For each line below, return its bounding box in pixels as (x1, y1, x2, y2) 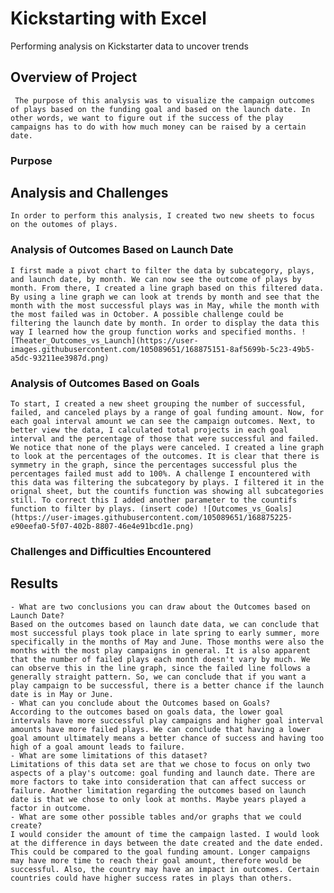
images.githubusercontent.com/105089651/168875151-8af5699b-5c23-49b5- (10, 344, 315, 354)
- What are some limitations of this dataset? (10, 750, 208, 761)
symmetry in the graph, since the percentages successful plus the (10, 460, 298, 471)
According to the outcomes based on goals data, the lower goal (10, 707, 284, 717)
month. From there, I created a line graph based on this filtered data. (10, 283, 325, 293)
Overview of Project (10, 69, 138, 86)
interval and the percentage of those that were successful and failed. (10, 434, 320, 444)
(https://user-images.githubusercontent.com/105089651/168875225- (10, 513, 293, 523)
